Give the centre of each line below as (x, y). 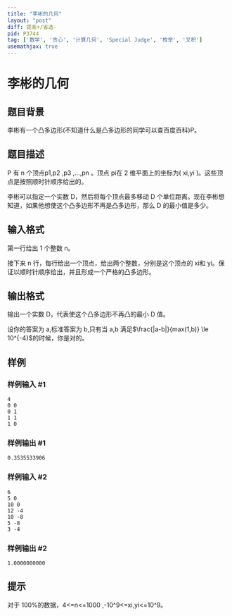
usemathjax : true (33, 47)
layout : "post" (30, 20)
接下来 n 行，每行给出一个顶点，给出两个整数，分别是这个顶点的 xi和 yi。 (113, 263)
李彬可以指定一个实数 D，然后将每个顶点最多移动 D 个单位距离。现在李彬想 (116, 196)
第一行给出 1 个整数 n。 (41, 248)
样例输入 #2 (27, 477)
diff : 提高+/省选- (32, 27)
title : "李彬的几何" (34, 14)
